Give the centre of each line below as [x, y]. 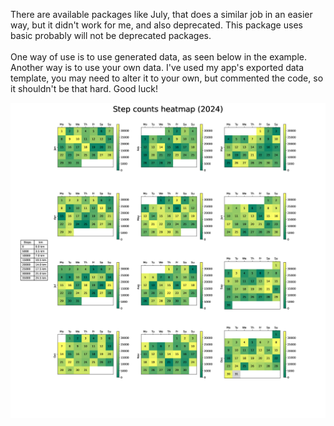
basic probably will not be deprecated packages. [111, 35]
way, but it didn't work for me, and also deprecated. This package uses [156, 25]
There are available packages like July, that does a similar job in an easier [161, 14]
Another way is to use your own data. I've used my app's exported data [157, 67]
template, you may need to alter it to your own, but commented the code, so [167, 78]
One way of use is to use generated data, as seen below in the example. [158, 57]
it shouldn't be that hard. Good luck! [84, 88]
